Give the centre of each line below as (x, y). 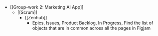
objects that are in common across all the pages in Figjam (91, 28)
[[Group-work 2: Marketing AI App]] (47, 7)
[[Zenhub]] (36, 18)
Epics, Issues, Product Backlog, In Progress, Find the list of (93, 23)
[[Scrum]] (27, 12)
